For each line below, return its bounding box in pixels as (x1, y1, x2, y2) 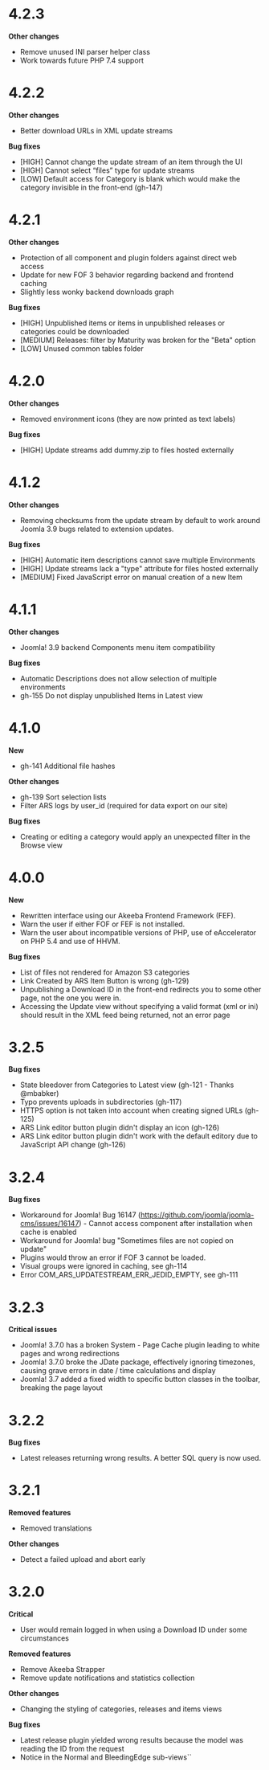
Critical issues (8, 1325, 58, 1335)
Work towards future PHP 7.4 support (19, 55, 145, 65)
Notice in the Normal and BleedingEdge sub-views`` (19, 1752, 192, 1762)
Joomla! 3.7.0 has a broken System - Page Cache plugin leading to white (19, 1340, 260, 1350)
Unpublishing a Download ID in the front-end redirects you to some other (19, 984, 262, 994)
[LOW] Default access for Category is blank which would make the (19, 174, 241, 183)
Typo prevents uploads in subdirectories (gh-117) (19, 1098, 182, 1107)
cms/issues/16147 (19, 1219, 79, 1228)
